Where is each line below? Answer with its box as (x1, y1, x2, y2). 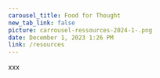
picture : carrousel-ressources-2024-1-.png (8, 26, 153, 34)
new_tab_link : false (8, 19, 76, 27)
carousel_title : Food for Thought (8, 11, 122, 20)
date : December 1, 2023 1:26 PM (8, 33, 114, 42)
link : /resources (8, 41, 65, 49)
